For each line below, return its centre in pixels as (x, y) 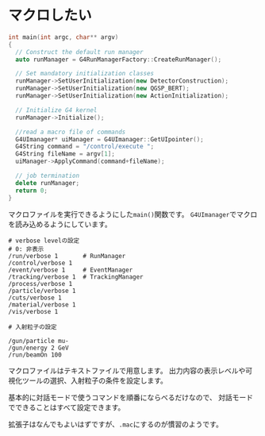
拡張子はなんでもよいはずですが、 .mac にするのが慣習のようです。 (116, 424)
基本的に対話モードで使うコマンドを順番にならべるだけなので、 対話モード (131, 397)
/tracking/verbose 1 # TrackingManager (76, 277)
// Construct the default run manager (80, 52)
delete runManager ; (48, 183)
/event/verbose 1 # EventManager (71, 270)
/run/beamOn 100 (35, 355)
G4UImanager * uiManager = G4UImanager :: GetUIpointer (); (109, 139)
